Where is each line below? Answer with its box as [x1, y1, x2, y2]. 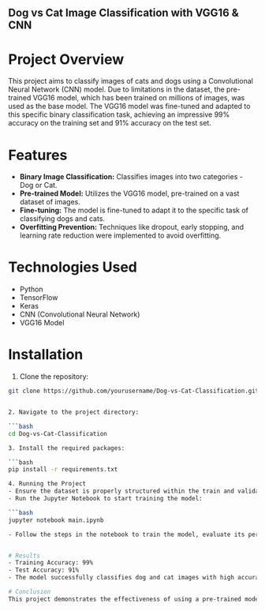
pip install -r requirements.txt [8, 466, 118, 474]
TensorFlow [19, 293, 58, 302]
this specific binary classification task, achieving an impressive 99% [8, 110, 230, 119]
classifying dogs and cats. [19, 214, 105, 223]
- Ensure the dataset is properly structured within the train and [8, 487, 235, 496]
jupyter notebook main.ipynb [8, 516, 104, 524]
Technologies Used [8, 258, 138, 276]
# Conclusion [8, 588, 51, 596]
